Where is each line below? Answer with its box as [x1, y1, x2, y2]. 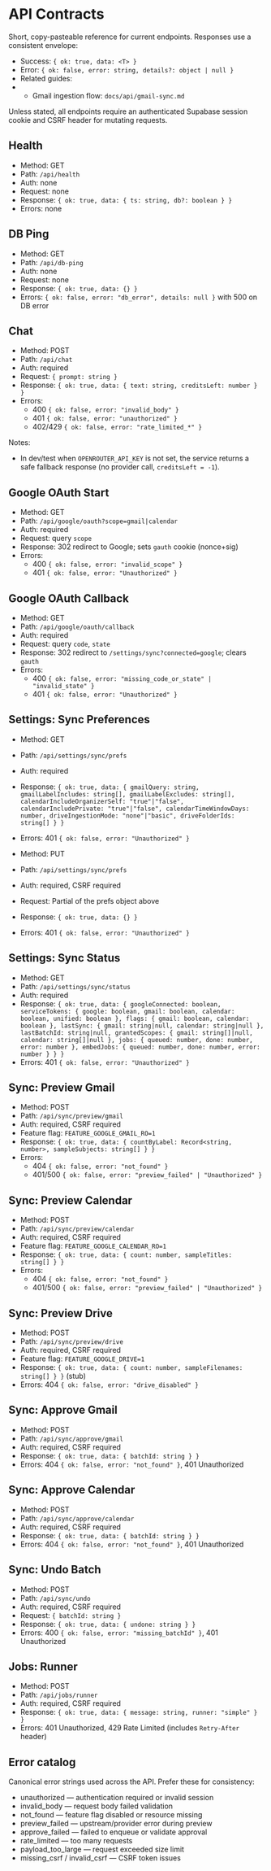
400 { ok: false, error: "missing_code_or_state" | [32, 674, 213, 683]
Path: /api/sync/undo [19, 1593, 91, 1603]
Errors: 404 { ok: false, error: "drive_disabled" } [19, 1380, 199, 1389]
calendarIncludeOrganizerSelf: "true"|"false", [19, 797, 184, 805]
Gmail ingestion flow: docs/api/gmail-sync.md [32, 90, 185, 100]
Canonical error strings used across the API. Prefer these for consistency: [8, 1777, 256, 1786]
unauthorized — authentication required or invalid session [19, 1793, 214, 1803]
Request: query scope [19, 534, 92, 543]
